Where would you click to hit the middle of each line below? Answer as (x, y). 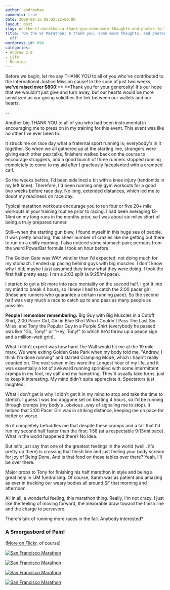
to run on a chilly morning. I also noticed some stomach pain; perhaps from (83, 243)
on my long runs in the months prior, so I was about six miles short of (88, 217)
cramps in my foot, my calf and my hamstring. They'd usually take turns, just (85, 374)
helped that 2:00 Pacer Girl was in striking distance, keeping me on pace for (84, 411)
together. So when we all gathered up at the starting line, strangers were (81, 149)
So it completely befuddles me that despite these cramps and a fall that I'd (83, 426)
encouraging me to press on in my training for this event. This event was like (85, 128)
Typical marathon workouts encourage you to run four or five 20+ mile (78, 206)
